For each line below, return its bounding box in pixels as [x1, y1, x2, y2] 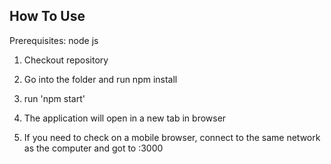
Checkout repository [23, 54, 109, 66]
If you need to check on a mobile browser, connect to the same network [23, 131, 321, 143]
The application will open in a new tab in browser [23, 112, 227, 124]
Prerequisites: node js [9, 34, 99, 46]
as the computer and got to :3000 [23, 142, 164, 154]
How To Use [9, 8, 86, 25]
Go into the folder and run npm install [23, 73, 178, 85]
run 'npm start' [23, 92, 86, 104]
